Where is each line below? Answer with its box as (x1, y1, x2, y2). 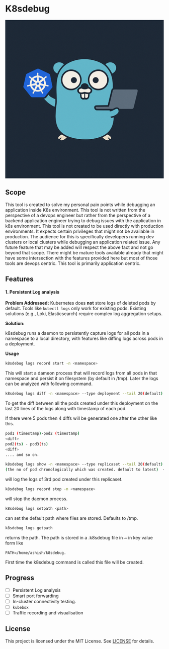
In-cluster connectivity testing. (12, 598, 76, 604)
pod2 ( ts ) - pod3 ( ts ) (5, 441, 49, 446)
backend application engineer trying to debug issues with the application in (5, 217, 161, 224)
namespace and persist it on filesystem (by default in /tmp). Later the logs (5, 376, 158, 382)
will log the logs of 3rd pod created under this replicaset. (5, 476, 123, 483)
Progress (5, 574, 34, 582)
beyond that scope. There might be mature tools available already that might (5, 249, 163, 255)
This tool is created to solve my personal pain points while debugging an (5, 202, 155, 208)
